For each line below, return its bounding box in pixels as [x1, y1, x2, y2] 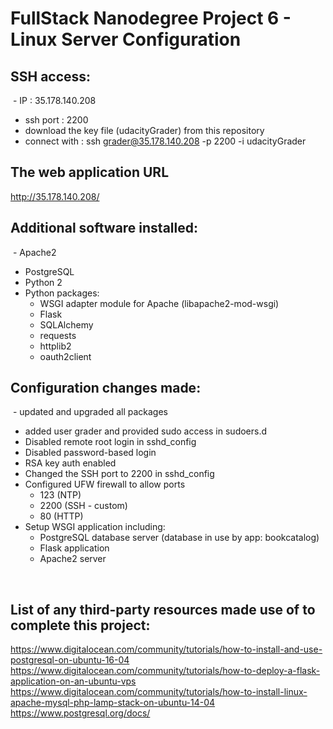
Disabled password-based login [24, 447, 157, 459]
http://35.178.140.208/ [10, 190, 100, 202]
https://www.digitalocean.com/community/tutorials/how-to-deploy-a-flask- [10, 665, 321, 677]
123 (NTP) [39, 489, 82, 501]
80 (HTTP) [39, 510, 84, 522]
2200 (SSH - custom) [39, 500, 128, 512]
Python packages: [24, 287, 100, 299]
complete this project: [10, 617, 151, 634]
